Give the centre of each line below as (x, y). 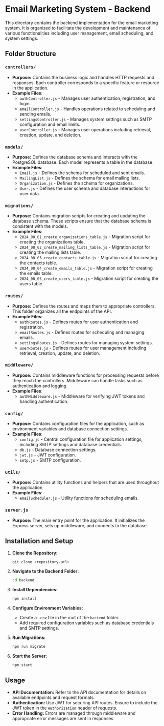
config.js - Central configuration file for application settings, (81, 439)
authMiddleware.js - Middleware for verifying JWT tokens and (82, 396)
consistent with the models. (40, 226)
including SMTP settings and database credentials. (71, 445)
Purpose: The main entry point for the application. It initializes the (79, 520)
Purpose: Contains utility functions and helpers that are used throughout (85, 483)
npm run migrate (29, 647)
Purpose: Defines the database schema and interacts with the (75, 157)
